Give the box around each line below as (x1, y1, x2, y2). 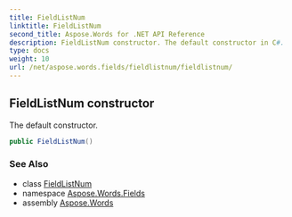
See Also (9, 158, 49, 171)
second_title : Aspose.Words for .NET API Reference (9, 29, 205, 38)
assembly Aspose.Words (21, 197, 114, 208)
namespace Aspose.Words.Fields (21, 188, 145, 198)
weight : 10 (9, 54, 50, 63)
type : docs (9, 46, 50, 55)
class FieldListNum (21, 178, 92, 188)
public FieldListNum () (9, 137, 93, 146)
